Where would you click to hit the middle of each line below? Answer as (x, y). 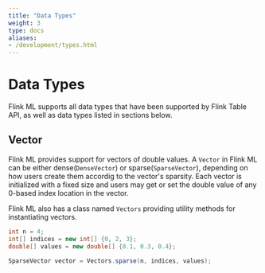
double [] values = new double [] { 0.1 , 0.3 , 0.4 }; (92, 246)
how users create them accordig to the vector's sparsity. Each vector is (125, 176)
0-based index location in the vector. (68, 193)
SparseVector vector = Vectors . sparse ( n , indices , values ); (110, 261)
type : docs (26, 30)
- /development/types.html (53, 45)
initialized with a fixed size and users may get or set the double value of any (132, 185)
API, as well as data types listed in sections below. (90, 115)
